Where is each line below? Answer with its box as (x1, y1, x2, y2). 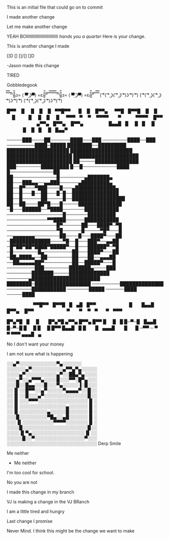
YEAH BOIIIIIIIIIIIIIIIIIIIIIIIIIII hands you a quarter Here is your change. (7, 34, 146, 39)
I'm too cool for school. (7, 470, 55, 475)
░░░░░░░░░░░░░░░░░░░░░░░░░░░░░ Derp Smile (7, 441, 121, 446)
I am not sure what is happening (7, 351, 73, 356)
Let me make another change (7, 24, 68, 30)
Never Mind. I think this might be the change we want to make (7, 528, 135, 533)
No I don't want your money (7, 341, 64, 347)
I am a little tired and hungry (7, 508, 65, 514)
